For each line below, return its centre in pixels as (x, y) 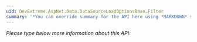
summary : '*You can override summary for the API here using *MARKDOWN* (97, 17)
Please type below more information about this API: (68, 33)
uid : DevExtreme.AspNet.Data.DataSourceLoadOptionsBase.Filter (85, 11)
